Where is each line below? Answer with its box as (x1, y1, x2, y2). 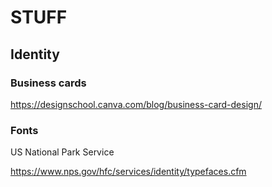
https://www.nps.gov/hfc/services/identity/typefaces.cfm (10, 166, 247, 178)
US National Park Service (10, 146, 115, 158)
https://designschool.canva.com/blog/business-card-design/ (10, 98, 262, 110)
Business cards (10, 76, 87, 90)
